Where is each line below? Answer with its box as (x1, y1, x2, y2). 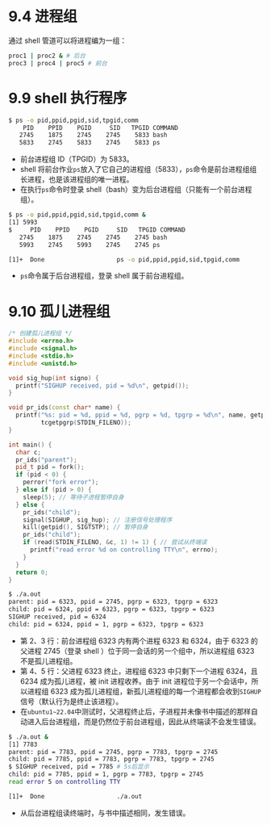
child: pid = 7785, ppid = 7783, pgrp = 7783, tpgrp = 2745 (8, 756, 215, 764)
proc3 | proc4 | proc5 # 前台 (8, 59, 107, 67)
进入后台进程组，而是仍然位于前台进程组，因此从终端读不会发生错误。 (27, 716, 261, 727)
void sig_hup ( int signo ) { (8, 374, 99, 382)
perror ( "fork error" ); (23, 478, 99, 487)
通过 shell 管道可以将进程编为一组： (8, 36, 127, 45)
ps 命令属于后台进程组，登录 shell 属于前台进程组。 (19, 271, 189, 281)
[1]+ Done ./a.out (8, 792, 143, 800)
